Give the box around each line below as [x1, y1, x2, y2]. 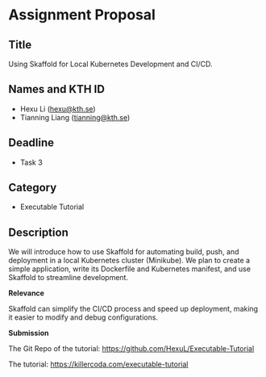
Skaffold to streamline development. [8, 273, 129, 283]
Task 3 [19, 157, 43, 167]
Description [8, 225, 69, 239]
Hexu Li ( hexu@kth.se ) [19, 103, 96, 114]
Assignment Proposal [8, 6, 156, 24]
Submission [8, 329, 50, 338]
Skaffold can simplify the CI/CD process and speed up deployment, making [8, 304, 259, 314]
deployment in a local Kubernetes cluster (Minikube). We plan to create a [8, 256, 251, 266]
